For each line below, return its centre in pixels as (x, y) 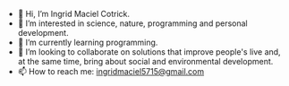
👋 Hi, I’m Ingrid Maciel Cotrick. (74, 14)
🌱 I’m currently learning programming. (88, 42)
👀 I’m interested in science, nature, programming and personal (132, 23)
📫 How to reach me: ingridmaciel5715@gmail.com (110, 71)
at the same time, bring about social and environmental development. (145, 61)
